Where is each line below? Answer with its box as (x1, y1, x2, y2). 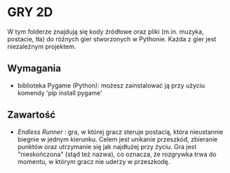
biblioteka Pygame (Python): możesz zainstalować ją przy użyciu (17, 81, 205, 90)
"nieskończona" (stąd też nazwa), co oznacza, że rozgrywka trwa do (17, 150, 217, 158)
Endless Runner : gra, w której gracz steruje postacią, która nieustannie (17, 127, 224, 136)
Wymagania (7, 62, 62, 74)
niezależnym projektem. (7, 42, 76, 50)
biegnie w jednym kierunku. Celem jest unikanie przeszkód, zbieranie (17, 134, 218, 144)
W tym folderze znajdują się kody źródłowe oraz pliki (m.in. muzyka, (7, 27, 205, 36)
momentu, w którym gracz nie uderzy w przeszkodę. (17, 157, 170, 165)
